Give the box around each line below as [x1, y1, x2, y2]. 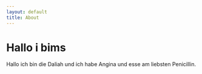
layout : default [6, 8, 47, 15]
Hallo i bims [6, 41, 66, 55]
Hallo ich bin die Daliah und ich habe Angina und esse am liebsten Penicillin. [6, 61, 196, 68]
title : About [6, 15, 39, 21]
